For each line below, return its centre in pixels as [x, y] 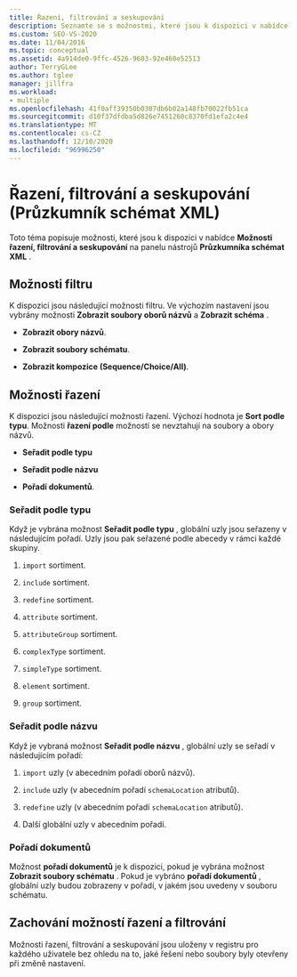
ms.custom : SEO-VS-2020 [53, 34]
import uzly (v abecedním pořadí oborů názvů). [108, 772]
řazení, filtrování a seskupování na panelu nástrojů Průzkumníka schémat [147, 246]
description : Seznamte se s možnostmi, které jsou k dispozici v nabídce [149, 26]
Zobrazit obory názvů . [64, 332]
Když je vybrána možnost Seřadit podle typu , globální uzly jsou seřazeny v [148, 529]
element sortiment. [56, 686]
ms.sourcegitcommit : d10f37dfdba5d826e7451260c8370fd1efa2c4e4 [129, 117]
